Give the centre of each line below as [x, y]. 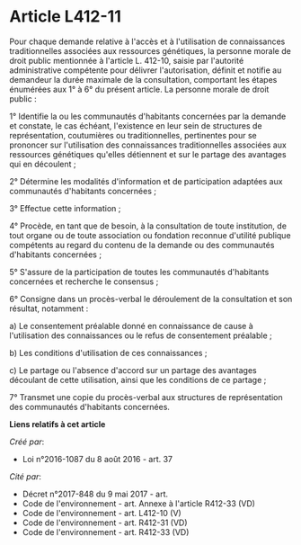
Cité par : [26, 476]
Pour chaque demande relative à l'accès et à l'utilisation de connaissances [147, 41]
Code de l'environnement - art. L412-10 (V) [102, 513]
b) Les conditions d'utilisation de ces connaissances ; [109, 353]
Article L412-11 [65, 17]
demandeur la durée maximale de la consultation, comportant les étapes [143, 79]
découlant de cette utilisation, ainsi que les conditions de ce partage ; [138, 380]
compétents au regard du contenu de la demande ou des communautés [142, 245]
